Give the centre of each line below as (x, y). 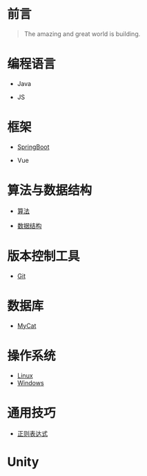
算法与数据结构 (50, 191)
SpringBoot (33, 147)
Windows (30, 382)
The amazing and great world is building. (82, 34)
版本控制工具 (44, 256)
